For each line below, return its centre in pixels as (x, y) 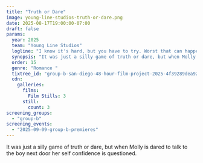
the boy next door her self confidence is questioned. (72, 153)
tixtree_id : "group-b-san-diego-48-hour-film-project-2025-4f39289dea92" (106, 74)
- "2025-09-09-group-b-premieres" (55, 130)
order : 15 (24, 62)
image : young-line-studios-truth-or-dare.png (64, 18)
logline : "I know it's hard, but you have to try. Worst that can (97, 51)
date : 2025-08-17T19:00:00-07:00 (48, 23)
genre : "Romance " (35, 68)
